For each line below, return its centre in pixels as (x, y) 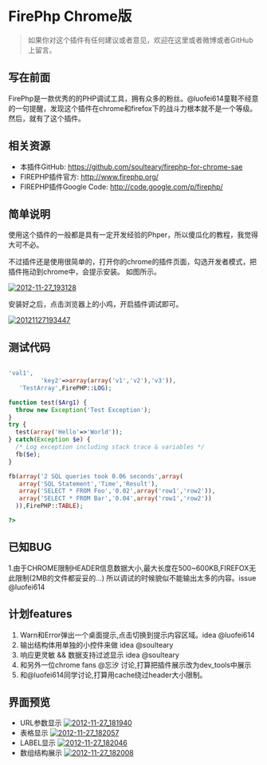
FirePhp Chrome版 (70, 16)
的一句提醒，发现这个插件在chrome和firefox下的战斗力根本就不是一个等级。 (133, 108)
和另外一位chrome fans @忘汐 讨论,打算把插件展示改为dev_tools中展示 (135, 664)
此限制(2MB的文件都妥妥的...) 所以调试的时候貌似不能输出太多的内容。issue (132, 578)
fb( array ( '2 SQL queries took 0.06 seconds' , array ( (96, 476)
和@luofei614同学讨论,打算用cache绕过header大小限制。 (113, 675)
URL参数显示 (41, 723)
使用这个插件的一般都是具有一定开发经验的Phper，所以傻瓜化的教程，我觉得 (133, 235)
